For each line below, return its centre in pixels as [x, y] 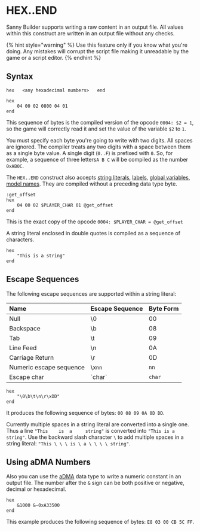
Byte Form [164, 308]
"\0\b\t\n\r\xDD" [39, 396]
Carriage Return [32, 357]
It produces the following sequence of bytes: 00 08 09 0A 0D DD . [86, 412]
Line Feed [23, 348]
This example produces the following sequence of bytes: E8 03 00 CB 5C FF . [100, 522]
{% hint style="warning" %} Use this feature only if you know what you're [97, 45]
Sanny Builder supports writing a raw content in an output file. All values [95, 27]
